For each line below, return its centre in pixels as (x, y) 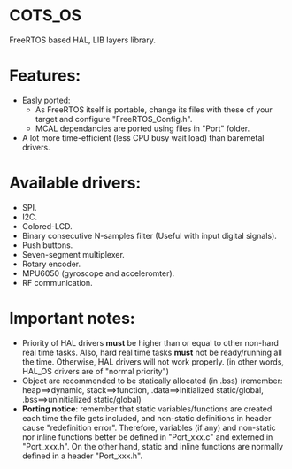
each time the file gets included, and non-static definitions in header (146, 418)
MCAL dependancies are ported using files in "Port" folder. (142, 128)
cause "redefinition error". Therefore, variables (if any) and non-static (149, 427)
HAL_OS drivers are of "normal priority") (96, 371)
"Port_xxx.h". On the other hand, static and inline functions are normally (153, 446)
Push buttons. (47, 245)
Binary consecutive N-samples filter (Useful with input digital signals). (149, 235)
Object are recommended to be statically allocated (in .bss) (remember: (152, 381)
